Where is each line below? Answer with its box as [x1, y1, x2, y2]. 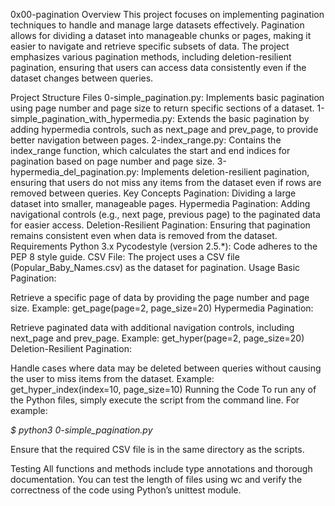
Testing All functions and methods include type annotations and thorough [10, 463, 313, 474]
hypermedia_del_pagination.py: [10, 166, 140, 178]
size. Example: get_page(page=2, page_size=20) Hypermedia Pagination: [10, 302, 314, 314]
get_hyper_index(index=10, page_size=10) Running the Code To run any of [10, 384, 317, 395]
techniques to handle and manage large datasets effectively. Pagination [10, 19, 305, 31]
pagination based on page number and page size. [10, 155, 215, 167]
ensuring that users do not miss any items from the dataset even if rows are [10, 177, 322, 188]
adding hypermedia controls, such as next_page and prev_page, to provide [10, 124, 319, 135]
